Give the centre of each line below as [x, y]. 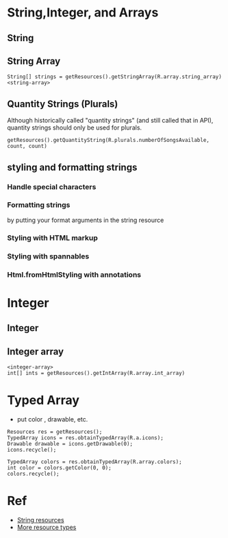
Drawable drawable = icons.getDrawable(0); [70, 443]
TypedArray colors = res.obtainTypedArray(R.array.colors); [95, 462]
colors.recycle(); [33, 474]
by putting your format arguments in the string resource [86, 220]
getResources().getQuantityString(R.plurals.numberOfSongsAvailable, [109, 140]
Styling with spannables [48, 256]
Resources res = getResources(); [55, 432]
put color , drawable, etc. [52, 419]
